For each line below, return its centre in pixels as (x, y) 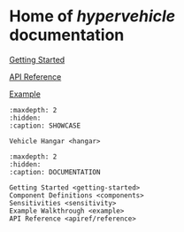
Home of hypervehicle (92, 16)
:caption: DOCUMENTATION (55, 172)
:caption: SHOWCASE (45, 126)
